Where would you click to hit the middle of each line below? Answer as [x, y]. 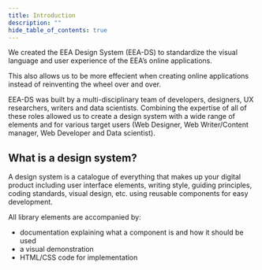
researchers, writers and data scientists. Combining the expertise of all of [127, 108]
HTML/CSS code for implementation [79, 257]
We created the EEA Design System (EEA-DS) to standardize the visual [123, 53]
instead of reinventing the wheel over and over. [85, 84]
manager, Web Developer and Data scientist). [82, 133]
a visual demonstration [57, 250]
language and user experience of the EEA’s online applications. [110, 61]
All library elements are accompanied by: [75, 217]
